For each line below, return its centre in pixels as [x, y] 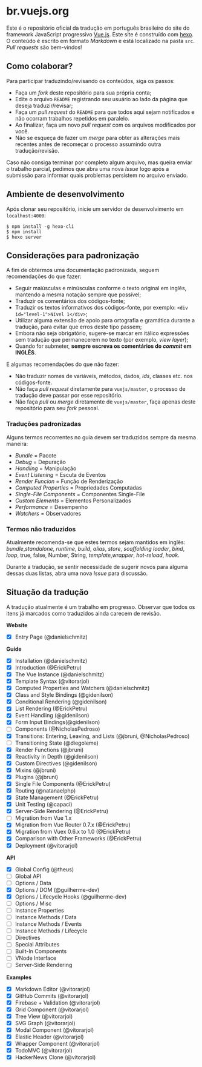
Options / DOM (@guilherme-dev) [57, 889]
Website [17, 625]
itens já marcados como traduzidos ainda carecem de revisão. [84, 613]
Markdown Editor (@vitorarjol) [53, 989]
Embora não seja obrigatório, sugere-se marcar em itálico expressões [102, 333]
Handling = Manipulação [46, 468]
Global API [28, 876]
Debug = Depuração [41, 462]
